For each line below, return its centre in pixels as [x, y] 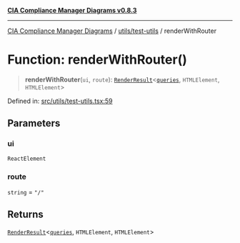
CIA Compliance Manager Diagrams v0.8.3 [72, 10]
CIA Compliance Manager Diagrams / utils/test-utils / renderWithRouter [112, 31]
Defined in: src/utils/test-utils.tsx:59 [60, 101]
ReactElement [27, 159]
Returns [26, 215]
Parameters [34, 123]
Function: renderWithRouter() [97, 60]
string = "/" [26, 192]
